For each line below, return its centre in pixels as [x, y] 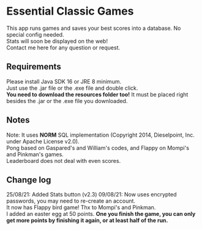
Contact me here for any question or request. [63, 48]
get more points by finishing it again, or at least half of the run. [87, 220]
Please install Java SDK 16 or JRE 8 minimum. [64, 81]
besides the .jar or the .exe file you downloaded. [67, 101]
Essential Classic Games [70, 11]
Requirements [34, 67]
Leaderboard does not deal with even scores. [64, 160]
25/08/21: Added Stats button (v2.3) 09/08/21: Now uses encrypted [92, 195]
